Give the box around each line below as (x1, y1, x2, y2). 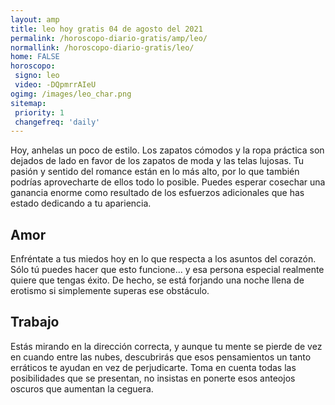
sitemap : (10, 98, 47, 108)
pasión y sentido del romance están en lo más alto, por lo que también (10, 166, 300, 178)
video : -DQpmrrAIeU (14, 80, 97, 90)
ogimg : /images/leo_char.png (10, 89, 132, 99)
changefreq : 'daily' (14, 117, 101, 127)
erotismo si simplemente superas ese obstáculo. (10, 285, 210, 297)
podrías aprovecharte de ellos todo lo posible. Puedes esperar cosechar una (10, 176, 326, 188)
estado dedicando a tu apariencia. (10, 197, 152, 210)
